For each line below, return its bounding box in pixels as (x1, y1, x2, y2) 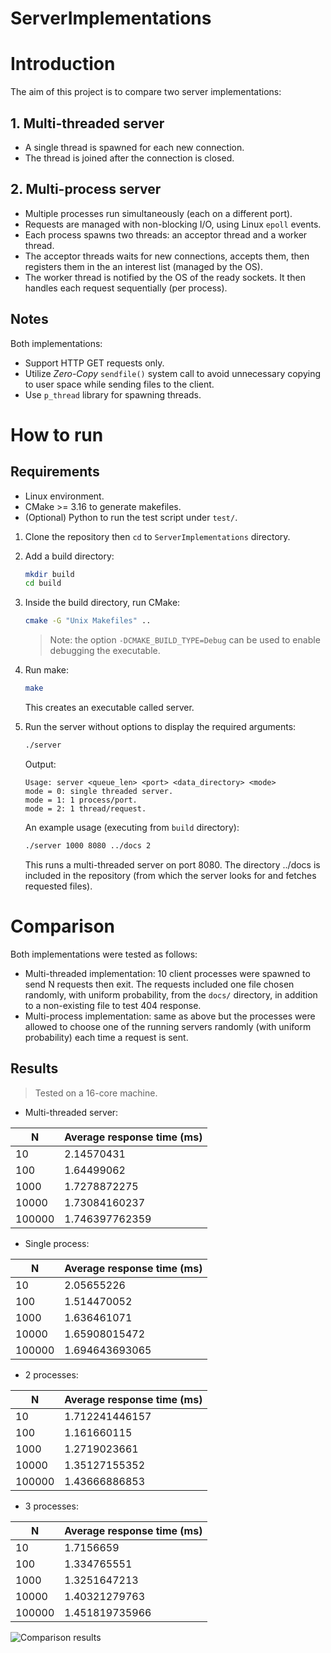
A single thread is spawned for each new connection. (24, 141, 245, 153)
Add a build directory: (24, 550, 115, 562)
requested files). (24, 880, 93, 892)
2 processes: (24, 1368, 79, 1381)
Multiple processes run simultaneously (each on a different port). (24, 207, 293, 219)
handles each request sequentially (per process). (24, 282, 228, 294)
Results (10, 1060, 59, 1077)
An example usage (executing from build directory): (24, 821, 240, 833)
